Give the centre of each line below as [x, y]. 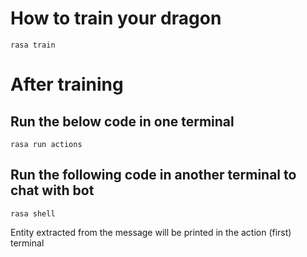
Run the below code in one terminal [122, 121]
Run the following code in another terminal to [153, 175]
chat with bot [52, 190]
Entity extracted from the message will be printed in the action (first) [151, 232]
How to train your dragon [116, 18]
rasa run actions [46, 144]
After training [67, 84]
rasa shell [33, 213]
